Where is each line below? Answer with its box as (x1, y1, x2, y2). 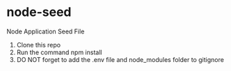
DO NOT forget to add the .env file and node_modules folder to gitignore (16, 55, 224, 63)
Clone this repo (16, 40, 61, 49)
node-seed (6, 4, 72, 20)
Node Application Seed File (6, 27, 85, 35)
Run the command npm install (16, 48, 102, 56)
